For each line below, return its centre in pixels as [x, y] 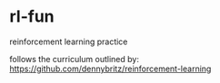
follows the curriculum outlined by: [74, 59]
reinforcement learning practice [69, 41]
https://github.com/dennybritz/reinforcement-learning [110, 69]
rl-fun [32, 17]
